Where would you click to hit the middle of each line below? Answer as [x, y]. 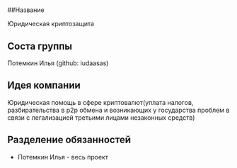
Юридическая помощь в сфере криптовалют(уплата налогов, [100, 102]
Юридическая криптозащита [51, 24]
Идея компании [44, 85]
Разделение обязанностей [69, 140]
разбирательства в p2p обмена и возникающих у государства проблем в [118, 110]
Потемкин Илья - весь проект [63, 157]
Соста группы [40, 46]
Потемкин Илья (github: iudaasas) [58, 63]
